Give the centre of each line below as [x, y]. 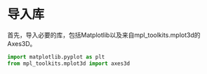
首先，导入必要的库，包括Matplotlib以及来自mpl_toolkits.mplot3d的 [104, 35]
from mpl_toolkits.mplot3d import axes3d [69, 64]
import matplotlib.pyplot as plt [56, 57]
